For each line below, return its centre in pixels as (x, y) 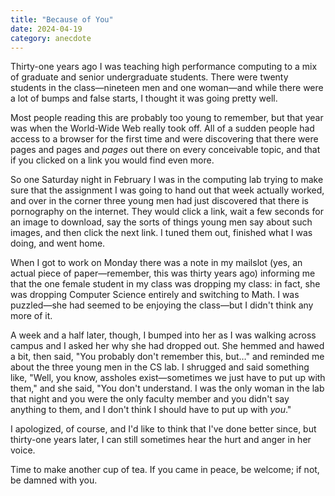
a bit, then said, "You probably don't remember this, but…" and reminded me (167, 357)
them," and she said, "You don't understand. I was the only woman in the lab (167, 388)
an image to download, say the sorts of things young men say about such (161, 222)
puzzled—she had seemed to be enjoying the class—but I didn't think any (162, 305)
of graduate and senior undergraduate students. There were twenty (149, 77)
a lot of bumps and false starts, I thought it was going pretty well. (144, 98)
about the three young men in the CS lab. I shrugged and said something (160, 367)
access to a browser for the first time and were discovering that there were (164, 139)
